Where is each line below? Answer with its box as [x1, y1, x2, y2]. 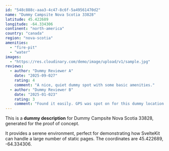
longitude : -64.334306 [5, 21, 53, 27]
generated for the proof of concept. [5, 121, 79, 127]
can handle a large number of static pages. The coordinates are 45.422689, [5, 136, 163, 142]
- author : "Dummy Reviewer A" [10, 69, 73, 74]
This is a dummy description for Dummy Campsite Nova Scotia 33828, [5, 115, 154, 121]
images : [5, 54, 22, 60]
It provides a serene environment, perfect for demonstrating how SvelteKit [5, 130, 160, 136]
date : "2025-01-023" [14, 92, 58, 97]
